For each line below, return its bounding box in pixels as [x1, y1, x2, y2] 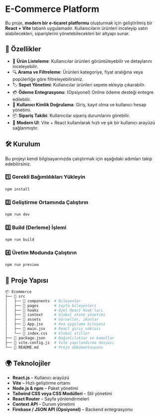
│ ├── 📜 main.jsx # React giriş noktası [5, 327, 101, 332]
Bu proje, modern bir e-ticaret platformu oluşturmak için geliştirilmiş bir [5, 20, 153, 26]
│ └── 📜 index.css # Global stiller [5, 331, 90, 336]
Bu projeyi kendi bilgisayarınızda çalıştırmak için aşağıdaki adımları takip [5, 156, 153, 162]
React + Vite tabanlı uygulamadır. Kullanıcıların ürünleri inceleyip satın [5, 25, 148, 31]
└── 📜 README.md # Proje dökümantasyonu [5, 344, 103, 350]
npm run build [5, 237, 35, 242]
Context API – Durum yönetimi [12, 401, 75, 407]
